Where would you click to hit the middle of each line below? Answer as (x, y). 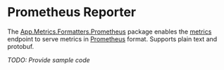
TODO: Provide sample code (49, 59)
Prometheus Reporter (72, 12)
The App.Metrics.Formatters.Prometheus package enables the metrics (110, 31)
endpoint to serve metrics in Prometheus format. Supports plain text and (112, 38)
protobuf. (21, 46)
